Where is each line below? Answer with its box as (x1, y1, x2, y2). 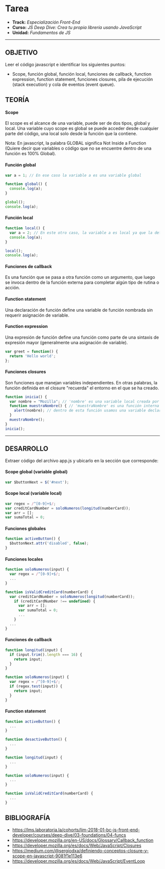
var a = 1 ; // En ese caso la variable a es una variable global (5, 173, 141, 178)
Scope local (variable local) (5, 490, 62, 496)
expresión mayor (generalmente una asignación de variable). (5, 339, 128, 345)
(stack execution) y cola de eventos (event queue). (12, 81, 115, 87)
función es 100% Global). (5, 151, 56, 157)
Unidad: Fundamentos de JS (12, 29, 71, 35)
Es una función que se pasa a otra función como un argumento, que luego (5, 274, 156, 280)
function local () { (5, 226, 45, 231)
